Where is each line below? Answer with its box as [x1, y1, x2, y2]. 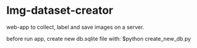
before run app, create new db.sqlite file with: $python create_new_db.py [6, 35, 191, 42]
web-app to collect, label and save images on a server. [6, 23, 144, 31]
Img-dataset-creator [6, 4, 113, 17]
